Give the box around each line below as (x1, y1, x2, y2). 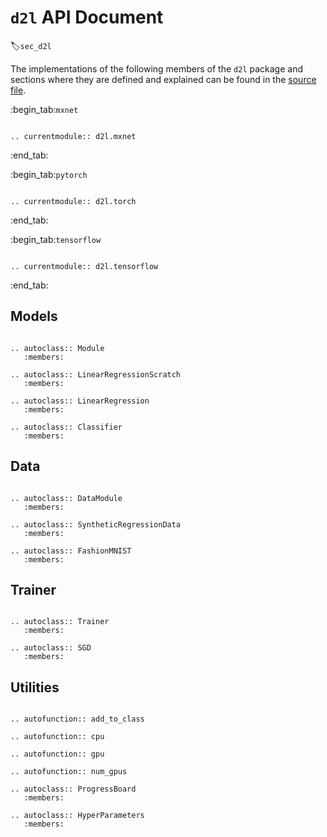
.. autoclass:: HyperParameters (10, 811, 145, 821)
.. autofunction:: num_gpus (10, 767, 128, 777)
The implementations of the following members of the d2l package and (10, 62, 303, 75)
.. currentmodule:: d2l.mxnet (10, 131, 137, 141)
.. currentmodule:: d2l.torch (10, 196, 137, 206)
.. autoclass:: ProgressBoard (10, 784, 137, 795)
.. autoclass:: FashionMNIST (10, 546, 132, 556)
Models (10, 308, 58, 325)
